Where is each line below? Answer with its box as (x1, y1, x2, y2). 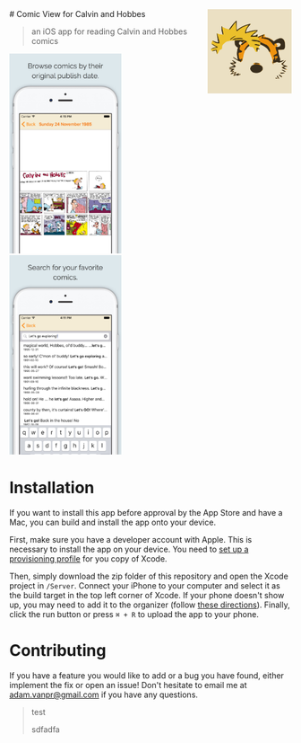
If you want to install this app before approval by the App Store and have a (9, 508, 283, 518)
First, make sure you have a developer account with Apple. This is (9, 535, 253, 545)
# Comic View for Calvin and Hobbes (9, 9, 146, 19)
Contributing (9, 641, 107, 661)
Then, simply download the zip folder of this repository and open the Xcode (9, 571, 288, 582)
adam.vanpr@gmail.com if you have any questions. (9, 689, 199, 700)
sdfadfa (30, 723, 60, 735)
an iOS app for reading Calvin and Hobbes (30, 26, 188, 37)
